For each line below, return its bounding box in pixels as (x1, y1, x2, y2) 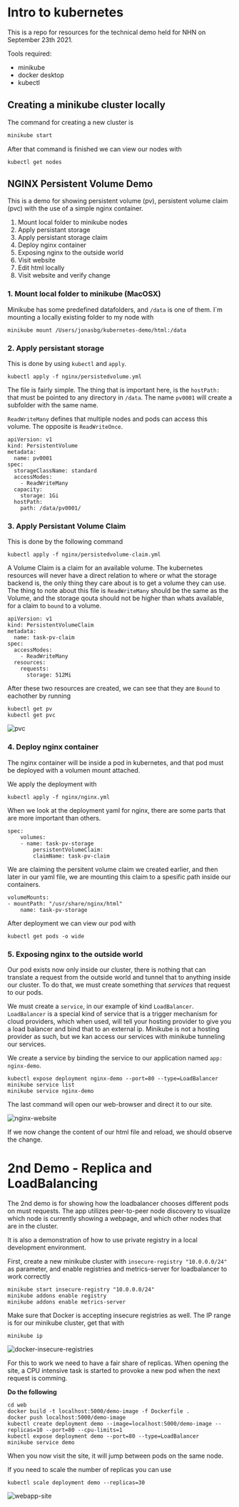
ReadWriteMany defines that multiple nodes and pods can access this (7, 415, 208, 423)
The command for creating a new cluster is (7, 118, 134, 126)
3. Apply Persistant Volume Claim (7, 521, 126, 531)
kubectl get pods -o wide (7, 933, 84, 940)
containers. (7, 880, 41, 888)
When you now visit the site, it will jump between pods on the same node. (7, 1451, 223, 1460)
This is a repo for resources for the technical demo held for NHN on (7, 28, 206, 36)
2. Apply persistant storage (7, 343, 105, 353)
